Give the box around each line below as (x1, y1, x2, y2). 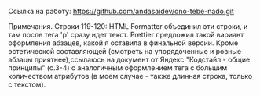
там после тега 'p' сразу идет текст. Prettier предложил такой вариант (8, 30, 244, 39)
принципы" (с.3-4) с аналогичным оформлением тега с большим (8, 63, 228, 73)
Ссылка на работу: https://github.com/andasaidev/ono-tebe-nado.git (8, 7, 234, 16)
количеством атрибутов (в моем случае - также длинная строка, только (8, 72, 253, 80)
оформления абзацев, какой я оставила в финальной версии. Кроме (8, 38, 239, 48)
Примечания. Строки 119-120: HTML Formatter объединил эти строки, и (8, 22, 248, 30)
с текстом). (8, 80, 46, 89)
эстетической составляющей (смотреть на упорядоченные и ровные (8, 47, 242, 55)
